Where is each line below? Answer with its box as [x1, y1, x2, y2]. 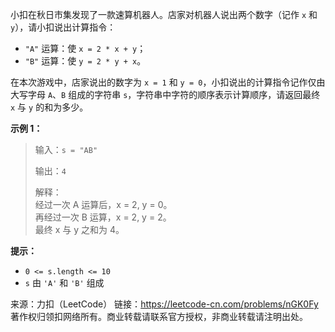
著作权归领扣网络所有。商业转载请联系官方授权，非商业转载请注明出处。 [10, 311, 308, 322]
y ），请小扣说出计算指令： [10, 21, 117, 33]
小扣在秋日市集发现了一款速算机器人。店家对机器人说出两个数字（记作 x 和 [10, 9, 318, 20]
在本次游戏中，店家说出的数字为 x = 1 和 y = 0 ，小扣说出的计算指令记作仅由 [10, 76, 326, 88]
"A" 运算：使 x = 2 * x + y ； [24, 43, 147, 54]
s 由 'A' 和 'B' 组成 [24, 277, 105, 288]
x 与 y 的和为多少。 [10, 101, 89, 113]
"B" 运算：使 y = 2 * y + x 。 [24, 55, 147, 67]
